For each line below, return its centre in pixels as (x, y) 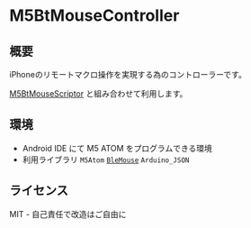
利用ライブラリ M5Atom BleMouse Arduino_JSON (106, 160)
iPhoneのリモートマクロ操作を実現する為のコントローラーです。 (128, 74)
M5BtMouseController (94, 16)
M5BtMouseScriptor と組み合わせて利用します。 (99, 94)
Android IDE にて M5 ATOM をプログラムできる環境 (117, 148)
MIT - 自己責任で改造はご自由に (68, 214)
